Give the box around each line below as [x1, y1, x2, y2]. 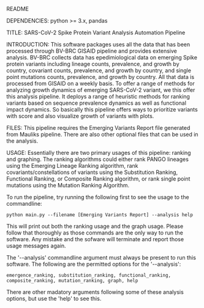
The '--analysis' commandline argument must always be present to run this [6, 254, 196, 261]
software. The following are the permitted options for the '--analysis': [6, 260, 181, 268]
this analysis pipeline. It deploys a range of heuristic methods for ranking [6, 93, 190, 100]
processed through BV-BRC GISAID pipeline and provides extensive [6, 47, 178, 54]
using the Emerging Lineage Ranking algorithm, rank [6, 162, 139, 169]
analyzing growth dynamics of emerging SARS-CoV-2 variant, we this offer [6, 86, 195, 94]
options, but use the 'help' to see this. [6, 295, 102, 302]
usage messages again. [6, 242, 66, 249]
